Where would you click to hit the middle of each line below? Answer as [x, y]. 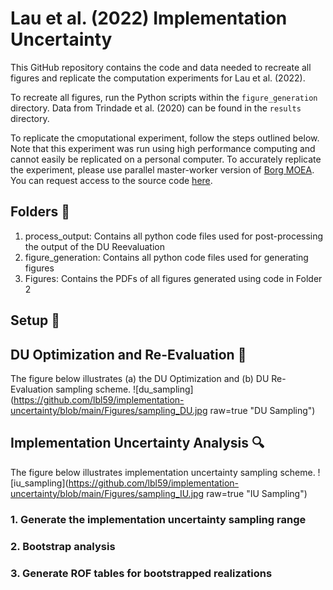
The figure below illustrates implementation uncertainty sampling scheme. [163, 472]
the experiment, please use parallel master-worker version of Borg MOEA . [162, 169]
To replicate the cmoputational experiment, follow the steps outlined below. [165, 138]
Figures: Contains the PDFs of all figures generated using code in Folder [173, 278]
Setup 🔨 [35, 320]
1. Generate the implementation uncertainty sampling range [158, 519]
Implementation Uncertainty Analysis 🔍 [137, 443]
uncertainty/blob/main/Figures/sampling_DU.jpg [109, 410]
